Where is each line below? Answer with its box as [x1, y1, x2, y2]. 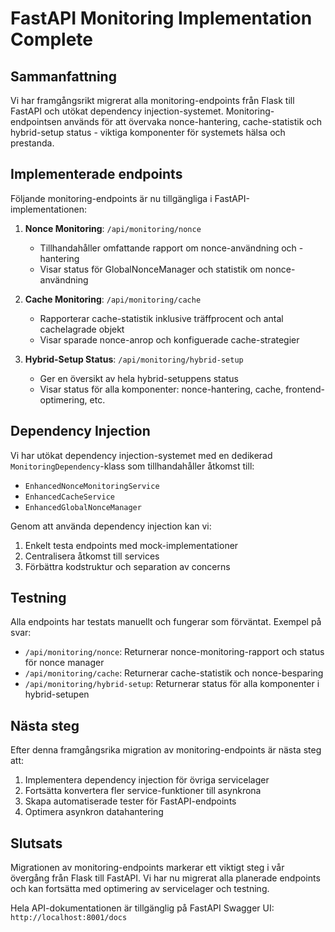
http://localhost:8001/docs [10, 913, 128, 923]
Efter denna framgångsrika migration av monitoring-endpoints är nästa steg [10, 744, 322, 756]
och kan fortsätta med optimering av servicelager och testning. [10, 883, 270, 895]
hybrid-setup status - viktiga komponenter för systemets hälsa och [10, 127, 286, 138]
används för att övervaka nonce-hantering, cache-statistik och [63, 116, 323, 127]
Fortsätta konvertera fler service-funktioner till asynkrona [24, 785, 262, 797]
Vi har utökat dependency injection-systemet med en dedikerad [10, 449, 273, 461]
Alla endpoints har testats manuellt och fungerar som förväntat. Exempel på [10, 616, 322, 628]
